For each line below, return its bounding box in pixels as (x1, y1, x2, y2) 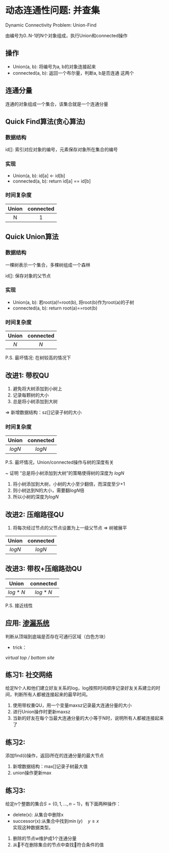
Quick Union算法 (5, 232, 59, 241)
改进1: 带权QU (5, 371, 50, 380)
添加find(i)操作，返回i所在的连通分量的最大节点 (5, 753, 104, 759)
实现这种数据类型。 (12, 824, 54, 830)
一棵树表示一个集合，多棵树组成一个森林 (5, 261, 90, 268)
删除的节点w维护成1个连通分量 (12, 835, 77, 842)
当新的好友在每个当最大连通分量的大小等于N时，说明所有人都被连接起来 (12, 715, 164, 721)
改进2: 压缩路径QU (5, 510, 64, 519)
